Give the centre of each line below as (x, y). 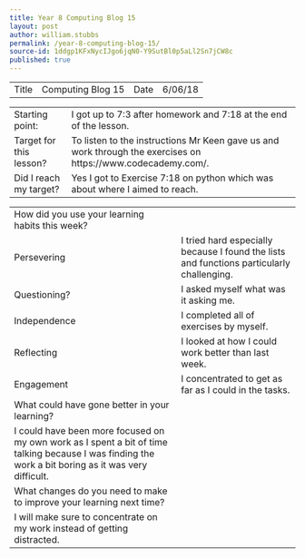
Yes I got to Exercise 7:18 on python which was (172, 178)
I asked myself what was (233, 289)
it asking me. (208, 300)
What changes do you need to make (91, 491)
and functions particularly (236, 263)
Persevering (40, 257)
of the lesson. (100, 126)
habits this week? (51, 225)
